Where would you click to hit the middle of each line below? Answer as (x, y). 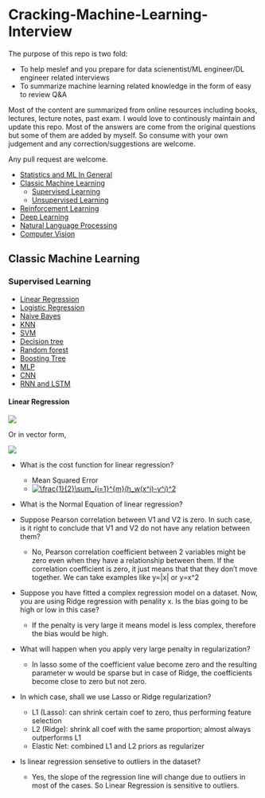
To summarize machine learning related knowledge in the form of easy (136, 86)
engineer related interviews (64, 77)
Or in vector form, (37, 434)
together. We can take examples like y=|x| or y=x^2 (115, 577)
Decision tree (41, 341)
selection (47, 720)
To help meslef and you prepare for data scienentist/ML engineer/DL (132, 68)
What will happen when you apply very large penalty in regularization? (135, 649)
